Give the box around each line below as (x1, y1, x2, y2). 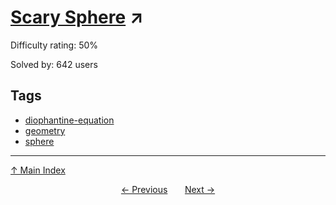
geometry (24, 124, 66, 136)
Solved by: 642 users (10, 58, 98, 70)
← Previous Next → (120, 183, 216, 195)
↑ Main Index (10, 164, 66, 176)
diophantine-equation (24, 114, 115, 126)
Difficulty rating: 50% (10, 39, 99, 51)
